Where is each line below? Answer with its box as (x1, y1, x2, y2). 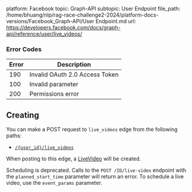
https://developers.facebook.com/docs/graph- (6, 24, 121, 31)
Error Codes (6, 45, 42, 53)
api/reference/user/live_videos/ (6, 30, 82, 37)
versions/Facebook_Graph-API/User (6, 18, 95, 24)
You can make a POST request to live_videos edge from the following (6, 126, 178, 133)
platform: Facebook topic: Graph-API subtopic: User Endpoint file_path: (6, 5, 181, 12)
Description (57, 61, 91, 69)
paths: (6, 132, 22, 139)
